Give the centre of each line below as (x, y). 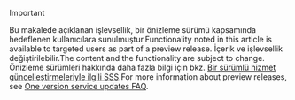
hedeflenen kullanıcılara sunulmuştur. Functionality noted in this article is (141, 39)
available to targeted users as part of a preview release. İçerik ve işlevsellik (146, 49)
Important (27, 13)
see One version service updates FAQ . (79, 86)
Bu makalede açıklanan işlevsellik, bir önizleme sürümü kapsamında (133, 30)
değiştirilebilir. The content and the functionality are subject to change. (137, 58)
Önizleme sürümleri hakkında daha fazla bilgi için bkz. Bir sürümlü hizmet (143, 67)
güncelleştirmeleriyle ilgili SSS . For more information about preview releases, (148, 77)
